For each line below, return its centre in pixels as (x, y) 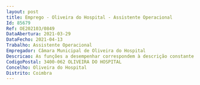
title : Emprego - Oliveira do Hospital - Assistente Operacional (89, 17)
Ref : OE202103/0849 (31, 28)
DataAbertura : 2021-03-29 (38, 34)
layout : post (22, 12)
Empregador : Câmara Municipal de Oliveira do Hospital (76, 51)
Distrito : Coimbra (29, 73)
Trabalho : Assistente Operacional (49, 45)
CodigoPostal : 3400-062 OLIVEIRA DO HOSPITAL (64, 62)
